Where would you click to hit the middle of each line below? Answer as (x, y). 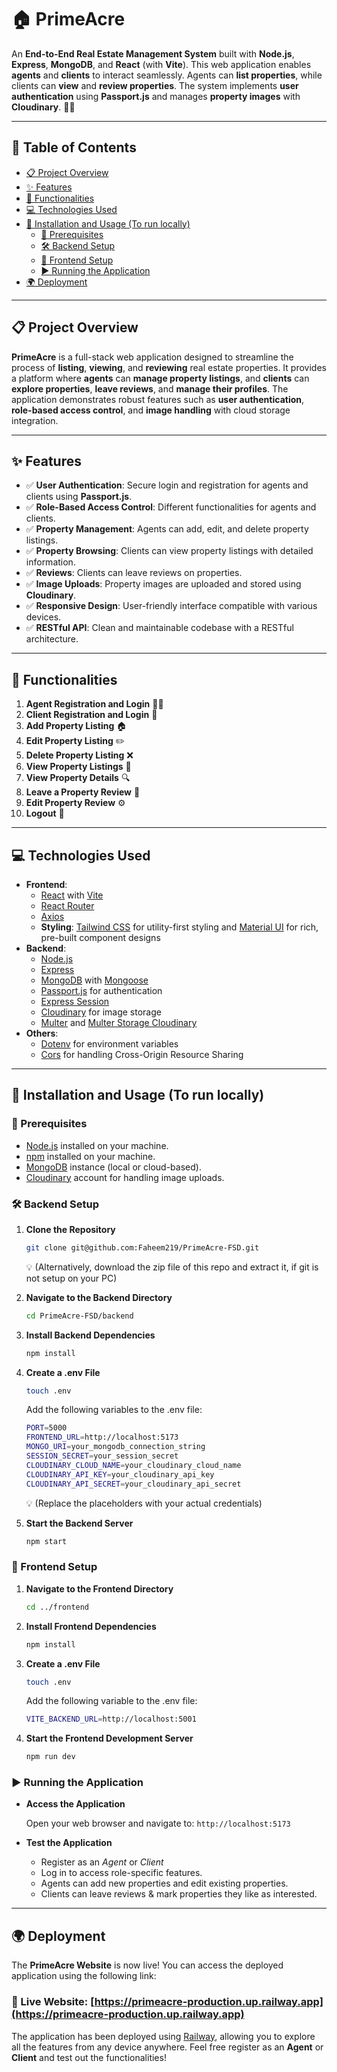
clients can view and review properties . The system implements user (155, 85)
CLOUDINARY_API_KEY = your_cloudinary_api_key (120, 1474)
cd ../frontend (57, 1607)
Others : (42, 1033)
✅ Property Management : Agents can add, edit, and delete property (167, 529)
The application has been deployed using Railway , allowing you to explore (163, 2036)
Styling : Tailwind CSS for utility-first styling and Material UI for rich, (179, 927)
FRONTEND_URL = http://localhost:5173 (102, 1437)
